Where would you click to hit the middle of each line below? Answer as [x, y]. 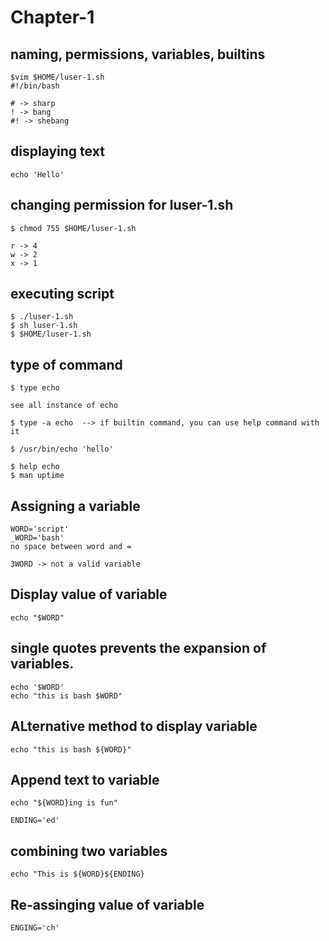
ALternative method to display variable [134, 726]
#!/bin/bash [35, 86]
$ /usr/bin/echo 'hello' [62, 449]
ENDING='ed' [35, 821]
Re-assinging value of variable [107, 904]
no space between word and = [71, 547]
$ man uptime [37, 476]
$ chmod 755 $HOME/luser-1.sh [73, 228]
